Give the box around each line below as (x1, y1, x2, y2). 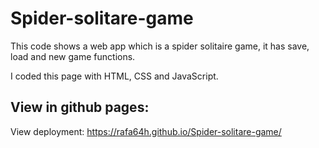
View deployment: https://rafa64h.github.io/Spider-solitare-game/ (10, 125, 282, 137)
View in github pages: (10, 99, 150, 116)
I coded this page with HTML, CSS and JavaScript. (10, 70, 219, 82)
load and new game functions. (10, 50, 136, 62)
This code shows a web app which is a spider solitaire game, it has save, (10, 40, 310, 52)
